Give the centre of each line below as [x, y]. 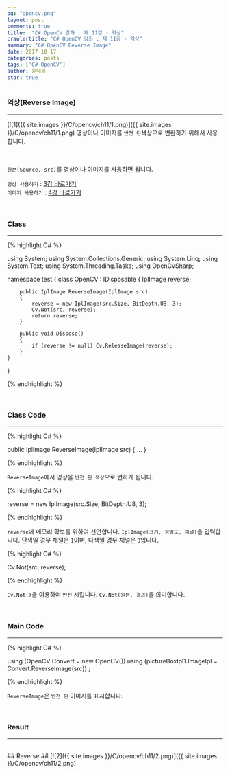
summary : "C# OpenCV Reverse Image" [59, 45]
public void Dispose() [52, 334]
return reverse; [55, 316]
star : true [23, 77]
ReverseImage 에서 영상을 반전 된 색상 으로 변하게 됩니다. [80, 477]
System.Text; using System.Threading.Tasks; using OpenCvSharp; [101, 266]
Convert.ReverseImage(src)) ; [49, 668]
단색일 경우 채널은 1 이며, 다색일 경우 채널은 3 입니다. [90, 540]
